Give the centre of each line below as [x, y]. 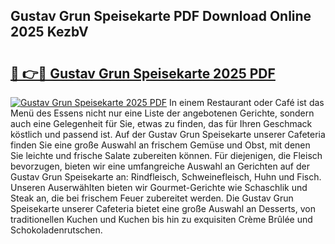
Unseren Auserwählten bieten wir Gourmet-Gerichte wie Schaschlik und [159, 187]
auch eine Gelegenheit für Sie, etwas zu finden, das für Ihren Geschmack [161, 123]
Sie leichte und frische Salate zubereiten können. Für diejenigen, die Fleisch [166, 155]
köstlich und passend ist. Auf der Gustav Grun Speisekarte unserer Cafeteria [168, 134]
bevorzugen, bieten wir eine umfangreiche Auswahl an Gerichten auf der [160, 166]
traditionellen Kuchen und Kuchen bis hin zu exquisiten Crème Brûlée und [161, 219]
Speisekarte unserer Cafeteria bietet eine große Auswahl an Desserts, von [163, 208]
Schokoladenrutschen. [56, 230]
